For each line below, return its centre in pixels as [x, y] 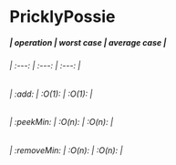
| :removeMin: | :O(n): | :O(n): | [66, 150]
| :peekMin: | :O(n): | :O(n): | [62, 122]
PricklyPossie [62, 17]
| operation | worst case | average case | [88, 42]
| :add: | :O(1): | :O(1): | [51, 94]
